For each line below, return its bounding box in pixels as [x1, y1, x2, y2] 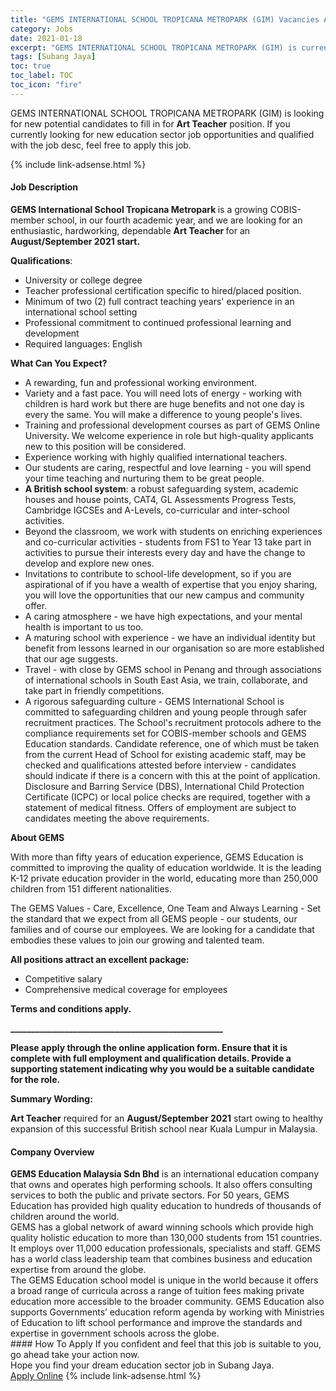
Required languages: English [24, 337, 143, 350]
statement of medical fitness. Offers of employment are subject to [24, 801, 297, 813]
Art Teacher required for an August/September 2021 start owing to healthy [10, 1112, 324, 1124]
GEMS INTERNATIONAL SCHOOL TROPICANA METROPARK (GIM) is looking [10, 107, 325, 119]
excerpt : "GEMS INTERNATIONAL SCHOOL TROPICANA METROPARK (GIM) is [10, 42, 298, 53]
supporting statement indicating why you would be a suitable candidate [10, 1062, 315, 1075]
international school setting [24, 306, 138, 318]
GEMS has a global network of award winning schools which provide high [10, 1221, 314, 1233]
